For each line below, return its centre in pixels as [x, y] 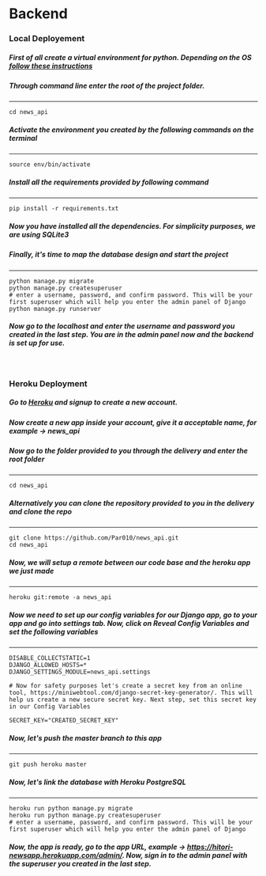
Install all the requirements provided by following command [109, 182]
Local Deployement [47, 39]
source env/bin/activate [50, 165]
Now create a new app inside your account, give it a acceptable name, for [133, 422]
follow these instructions [51, 66]
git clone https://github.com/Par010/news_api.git [94, 538]
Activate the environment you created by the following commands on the [132, 130]
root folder [27, 459]
